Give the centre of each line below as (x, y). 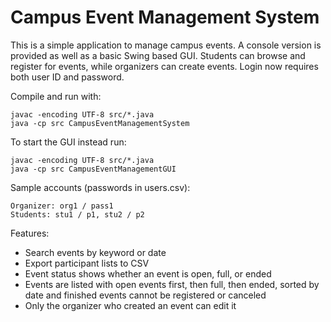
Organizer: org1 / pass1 (62, 206)
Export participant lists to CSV (87, 263)
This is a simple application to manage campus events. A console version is (166, 45)
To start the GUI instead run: (68, 142)
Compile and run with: (56, 96)
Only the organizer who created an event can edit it (130, 305)
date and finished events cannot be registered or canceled (145, 295)
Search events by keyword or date (95, 252)
